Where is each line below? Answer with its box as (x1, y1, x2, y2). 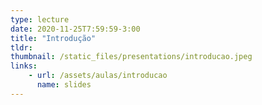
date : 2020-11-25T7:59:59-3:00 (10, 24, 141, 34)
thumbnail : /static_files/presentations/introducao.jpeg (10, 52, 253, 62)
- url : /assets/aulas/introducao (28, 71, 168, 81)
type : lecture (10, 14, 70, 25)
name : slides (36, 80, 92, 90)
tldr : (10, 42, 33, 53)
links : (10, 61, 38, 71)
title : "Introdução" (10, 33, 97, 43)
